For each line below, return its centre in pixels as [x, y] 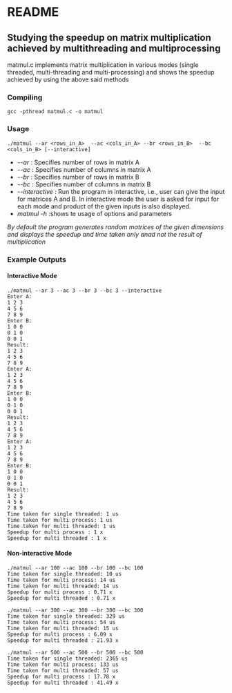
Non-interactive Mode [40, 554]
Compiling [25, 97]
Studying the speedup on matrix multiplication [109, 38]
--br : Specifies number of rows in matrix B [78, 177]
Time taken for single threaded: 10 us [65, 574]
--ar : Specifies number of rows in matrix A [78, 162]
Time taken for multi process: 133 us [63, 664]
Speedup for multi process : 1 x [55, 532]
